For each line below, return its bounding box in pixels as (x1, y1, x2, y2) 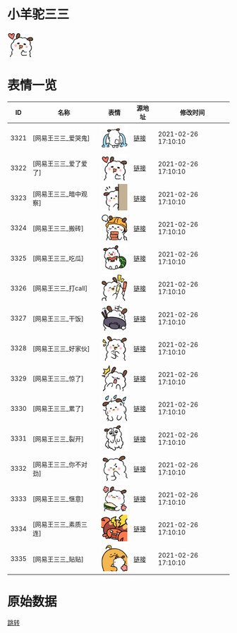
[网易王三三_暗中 (32, 190, 82, 198)
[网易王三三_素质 (32, 520, 82, 529)
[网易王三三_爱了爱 (32, 159, 88, 168)
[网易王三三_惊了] (32, 374, 84, 383)
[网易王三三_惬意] (32, 495, 84, 503)
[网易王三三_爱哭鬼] (32, 134, 90, 142)
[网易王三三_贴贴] (32, 555, 84, 563)
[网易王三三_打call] (32, 284, 88, 293)
